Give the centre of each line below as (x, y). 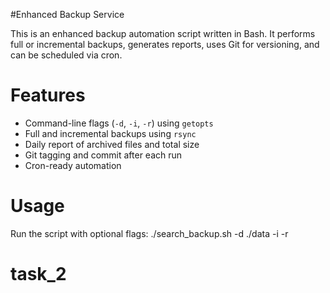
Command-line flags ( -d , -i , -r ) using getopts (119, 123)
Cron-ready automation (73, 165)
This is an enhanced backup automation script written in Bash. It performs (163, 33)
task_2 (38, 274)
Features (48, 95)
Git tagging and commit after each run (103, 155)
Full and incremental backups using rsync (110, 133)
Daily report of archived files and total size (112, 144)
